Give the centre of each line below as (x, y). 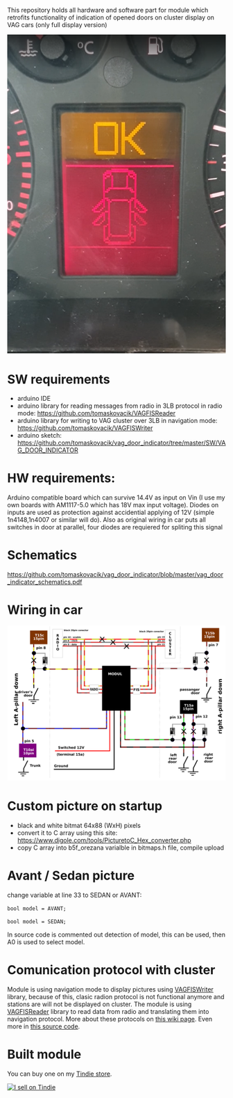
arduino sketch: (40, 436)
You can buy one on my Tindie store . (60, 1074)
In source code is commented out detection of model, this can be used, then (116, 934)
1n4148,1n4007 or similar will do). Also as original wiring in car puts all (106, 520)
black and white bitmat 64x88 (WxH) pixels (79, 825)
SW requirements (59, 379)
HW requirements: (61, 478)
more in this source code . (44, 1026)
